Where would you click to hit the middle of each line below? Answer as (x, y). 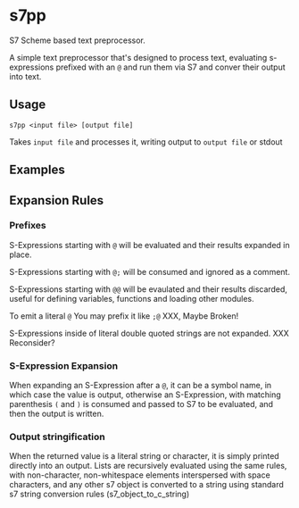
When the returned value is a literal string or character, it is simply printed (144, 456)
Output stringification (57, 437)
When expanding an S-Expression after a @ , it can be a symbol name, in (141, 386)
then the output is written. (57, 414)
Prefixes (28, 226)
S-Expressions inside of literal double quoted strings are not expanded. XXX (149, 333)
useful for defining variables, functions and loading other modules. (132, 298)
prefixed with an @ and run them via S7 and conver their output (170, 67)
